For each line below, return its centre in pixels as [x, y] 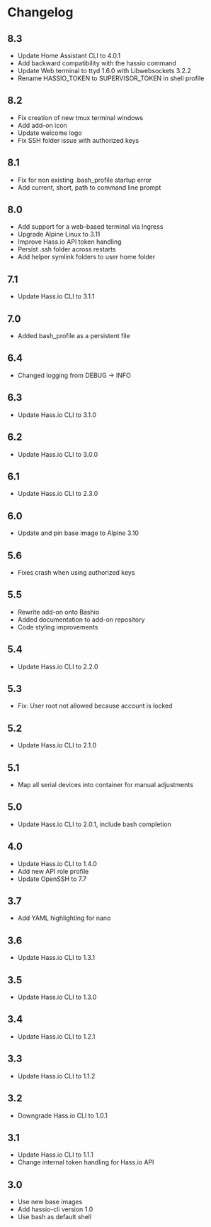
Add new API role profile [53, 871]
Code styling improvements [58, 627]
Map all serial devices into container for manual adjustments [105, 785]
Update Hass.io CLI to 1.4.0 [57, 863]
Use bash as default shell [55, 1217]
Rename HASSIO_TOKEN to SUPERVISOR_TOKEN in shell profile [111, 78]
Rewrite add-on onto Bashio [58, 612]
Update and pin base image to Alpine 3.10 [78, 533]
